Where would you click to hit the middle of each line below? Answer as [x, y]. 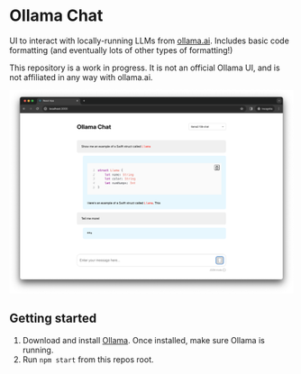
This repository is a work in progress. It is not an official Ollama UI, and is [145, 68]
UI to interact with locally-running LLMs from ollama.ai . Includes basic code [150, 41]
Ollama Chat [56, 16]
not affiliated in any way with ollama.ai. [81, 77]
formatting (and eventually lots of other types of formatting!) [121, 50]
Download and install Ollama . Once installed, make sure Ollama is [144, 340]
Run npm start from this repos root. [88, 359]
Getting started [53, 319]
